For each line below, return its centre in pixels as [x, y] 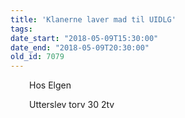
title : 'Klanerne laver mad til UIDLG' [93, 19]
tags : [21, 29]
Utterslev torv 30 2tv [72, 105]
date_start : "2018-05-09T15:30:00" [84, 38]
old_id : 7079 [37, 57]
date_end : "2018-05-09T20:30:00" [80, 47]
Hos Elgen [50, 85]
